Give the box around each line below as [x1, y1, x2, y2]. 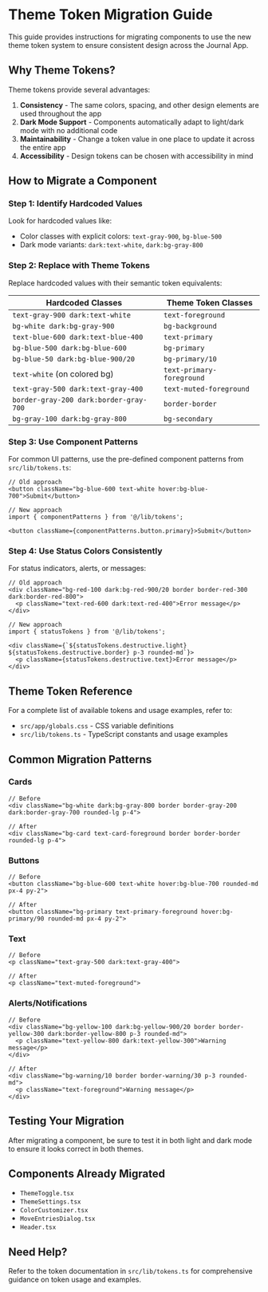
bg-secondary [163, 414, 213, 423]
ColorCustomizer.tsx [19, 1207, 89, 1215]
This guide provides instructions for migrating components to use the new [8, 32, 251, 41]
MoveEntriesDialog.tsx [19, 1215, 96, 1223]
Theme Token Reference [8, 684, 133, 698]
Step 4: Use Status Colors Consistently [8, 545, 163, 556]
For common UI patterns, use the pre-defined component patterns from [8, 455, 244, 464]
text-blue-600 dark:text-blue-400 [12, 333, 144, 341]
